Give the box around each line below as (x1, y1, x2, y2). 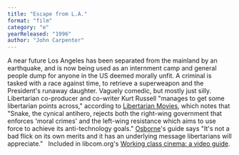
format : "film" (7, 17, 53, 24)
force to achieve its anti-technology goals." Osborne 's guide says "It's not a (7, 124, 230, 133)
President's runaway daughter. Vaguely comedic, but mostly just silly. (7, 87, 212, 95)
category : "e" (7, 23, 50, 31)
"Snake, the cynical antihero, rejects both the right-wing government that (7, 109, 223, 118)
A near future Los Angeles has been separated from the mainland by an (7, 56, 218, 65)
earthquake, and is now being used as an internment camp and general (7, 64, 217, 73)
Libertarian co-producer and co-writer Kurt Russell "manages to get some (7, 94, 225, 103)
